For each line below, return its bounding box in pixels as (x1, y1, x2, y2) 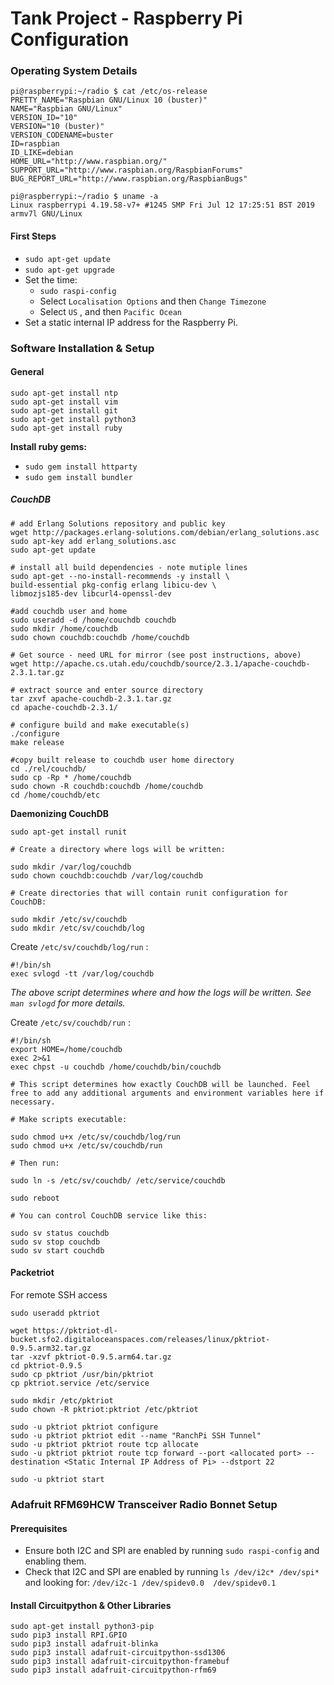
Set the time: (24, 273, 78, 286)
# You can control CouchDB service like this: (10, 1210, 208, 1221)
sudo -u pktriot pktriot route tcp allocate (10, 1439, 199, 1449)
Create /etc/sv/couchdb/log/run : (10, 940, 149, 952)
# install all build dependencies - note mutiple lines (10, 562, 248, 572)
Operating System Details (10, 64, 138, 78)
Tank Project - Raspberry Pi (10, 7, 243, 30)
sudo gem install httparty (24, 462, 138, 472)
